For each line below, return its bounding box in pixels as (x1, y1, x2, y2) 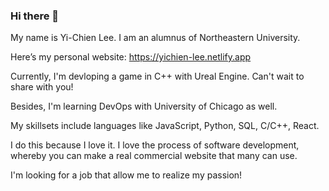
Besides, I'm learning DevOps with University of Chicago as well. (10, 100, 278, 113)
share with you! (10, 81, 74, 93)
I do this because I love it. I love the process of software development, (10, 139, 300, 151)
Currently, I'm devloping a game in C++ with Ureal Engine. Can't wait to (10, 70, 305, 83)
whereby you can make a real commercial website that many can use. (10, 150, 298, 162)
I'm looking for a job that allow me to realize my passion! (10, 169, 243, 181)
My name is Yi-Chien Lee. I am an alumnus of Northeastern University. (10, 32, 301, 44)
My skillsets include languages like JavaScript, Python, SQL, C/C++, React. (10, 120, 320, 132)
